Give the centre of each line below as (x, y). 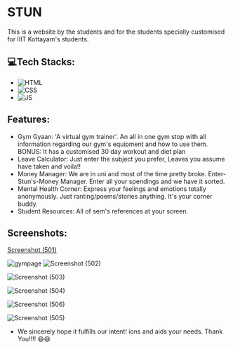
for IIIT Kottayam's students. (48, 39)
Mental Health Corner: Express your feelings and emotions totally (112, 189)
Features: (29, 120)
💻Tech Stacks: (41, 62)
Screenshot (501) (32, 250)
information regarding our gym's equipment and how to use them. (113, 144)
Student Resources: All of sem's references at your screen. (102, 211)
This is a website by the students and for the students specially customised (116, 32)
